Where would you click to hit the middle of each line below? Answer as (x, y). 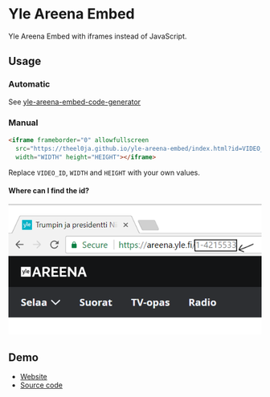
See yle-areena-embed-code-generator (75, 102)
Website (34, 377)
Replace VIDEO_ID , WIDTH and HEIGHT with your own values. (104, 172)
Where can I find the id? (49, 191)
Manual (23, 123)
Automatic (29, 84)
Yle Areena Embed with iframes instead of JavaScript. (98, 36)
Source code (41, 385)
